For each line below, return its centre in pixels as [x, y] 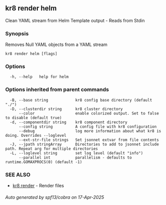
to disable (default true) [34, 118]
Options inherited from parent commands [57, 89]
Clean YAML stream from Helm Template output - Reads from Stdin [75, 20]
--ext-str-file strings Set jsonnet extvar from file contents [89, 140]
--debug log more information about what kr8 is [90, 131]
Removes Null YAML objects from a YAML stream [56, 44]
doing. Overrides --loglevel [36, 135]
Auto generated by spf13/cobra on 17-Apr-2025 [55, 197]
